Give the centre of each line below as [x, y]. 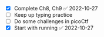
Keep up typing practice [43, 15]
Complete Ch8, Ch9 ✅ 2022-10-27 [56, 8]
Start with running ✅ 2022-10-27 [53, 28]
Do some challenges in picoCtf [51, 21]
